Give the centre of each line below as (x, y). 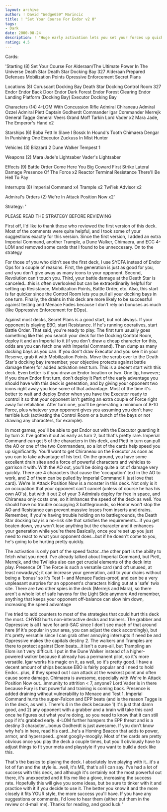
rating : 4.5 (17, 42)
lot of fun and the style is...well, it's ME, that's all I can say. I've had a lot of (81, 767)
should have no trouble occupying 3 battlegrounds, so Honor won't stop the (83, 504)
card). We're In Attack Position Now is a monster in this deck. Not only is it (81, 483)
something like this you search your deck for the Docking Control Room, (79, 335)
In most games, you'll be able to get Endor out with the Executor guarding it (82, 430)
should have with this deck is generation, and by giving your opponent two (82, 383)
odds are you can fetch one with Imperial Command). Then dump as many (81, 346)
